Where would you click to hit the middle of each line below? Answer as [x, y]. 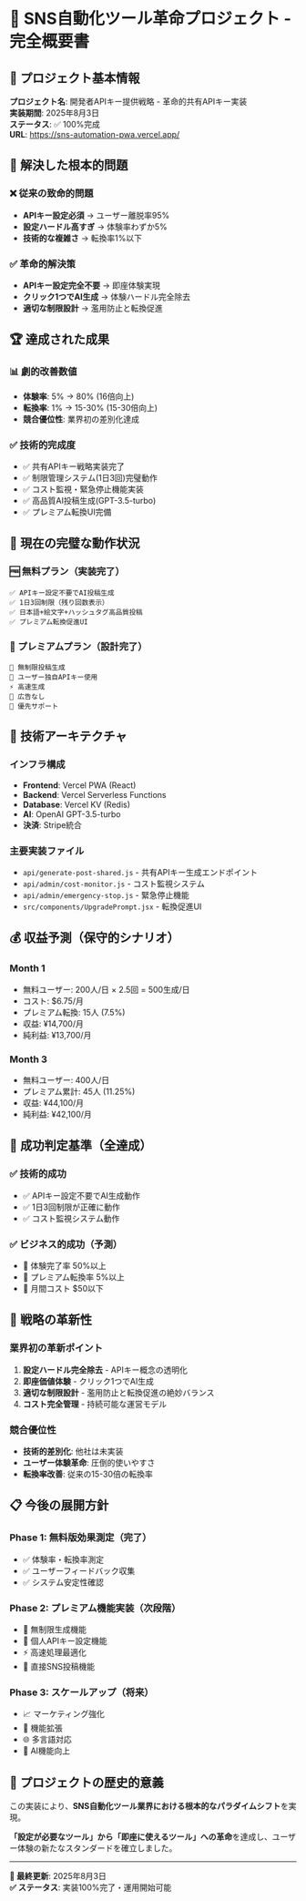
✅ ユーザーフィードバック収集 [79, 1570]
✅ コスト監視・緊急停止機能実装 [83, 489]
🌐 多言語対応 [47, 1740]
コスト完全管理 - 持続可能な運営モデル [95, 1404]
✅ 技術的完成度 [42, 445]
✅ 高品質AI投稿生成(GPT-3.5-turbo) [89, 500]
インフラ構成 [37, 764]
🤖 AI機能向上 [46, 1751]
